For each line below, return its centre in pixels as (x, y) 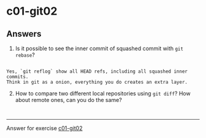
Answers (24, 34)
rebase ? (25, 55)
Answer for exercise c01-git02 (44, 128)
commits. (17, 77)
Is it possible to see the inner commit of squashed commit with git (99, 48)
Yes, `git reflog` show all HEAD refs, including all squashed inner (97, 71)
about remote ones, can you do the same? (69, 100)
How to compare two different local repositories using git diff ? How (103, 93)
